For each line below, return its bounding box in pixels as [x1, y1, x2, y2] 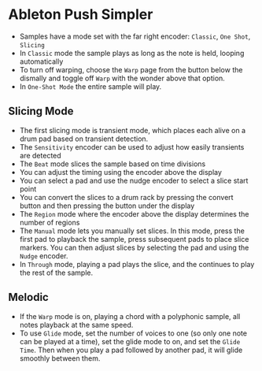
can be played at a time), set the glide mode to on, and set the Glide [19, 336, 241, 346]
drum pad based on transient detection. [19, 134, 149, 143]
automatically [19, 57, 64, 66]
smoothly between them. [19, 353, 101, 363]
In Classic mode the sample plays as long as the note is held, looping [19, 48, 245, 58]
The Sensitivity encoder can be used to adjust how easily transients [19, 142, 245, 151]
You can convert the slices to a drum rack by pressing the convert [19, 192, 234, 202]
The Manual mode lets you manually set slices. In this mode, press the [19, 226, 245, 236]
